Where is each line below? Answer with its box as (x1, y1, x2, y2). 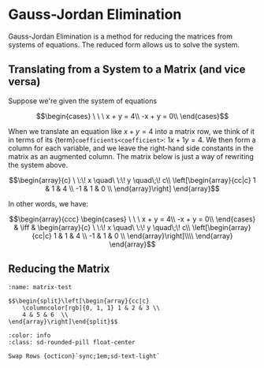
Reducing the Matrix (8, 262, 110, 276)
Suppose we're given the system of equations (8, 96, 158, 106)
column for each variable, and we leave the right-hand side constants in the (8, 143, 254, 153)
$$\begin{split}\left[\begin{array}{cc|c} (8, 297, 150, 305)
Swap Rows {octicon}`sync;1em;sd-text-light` (8, 352, 160, 360)
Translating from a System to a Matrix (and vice (8, 63, 246, 76)
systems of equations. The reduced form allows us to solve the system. (8, 39, 240, 49)
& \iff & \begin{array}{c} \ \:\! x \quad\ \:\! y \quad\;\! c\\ (13, 222, 191, 232)
